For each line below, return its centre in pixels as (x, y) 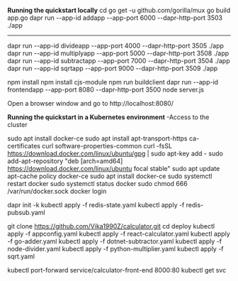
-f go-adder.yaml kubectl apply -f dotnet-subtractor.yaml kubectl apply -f (114, 241)
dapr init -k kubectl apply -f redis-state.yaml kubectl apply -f (96, 205)
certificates (24, 146)
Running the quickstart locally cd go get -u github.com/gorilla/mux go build (119, 10)
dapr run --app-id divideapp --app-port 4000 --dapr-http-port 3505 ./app (116, 46)
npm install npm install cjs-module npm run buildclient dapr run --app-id (113, 82)
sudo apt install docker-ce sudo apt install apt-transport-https (97, 138)
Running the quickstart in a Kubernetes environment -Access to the (108, 117)
